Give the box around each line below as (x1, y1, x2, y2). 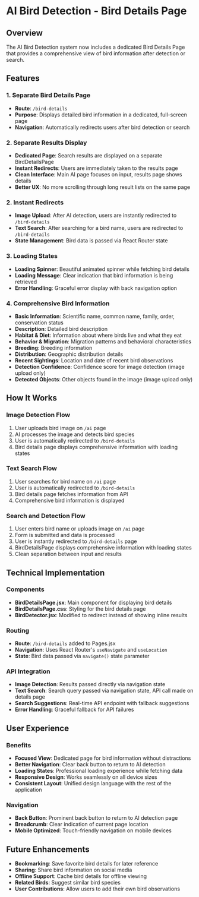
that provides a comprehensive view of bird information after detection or (6, 50, 186, 57)
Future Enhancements (6, 844, 90, 854)
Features (6, 73, 40, 84)
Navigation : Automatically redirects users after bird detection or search (14, 124, 190, 131)
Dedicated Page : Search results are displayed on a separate (14, 151, 163, 159)
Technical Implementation (6, 567, 105, 577)
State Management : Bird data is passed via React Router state (14, 237, 168, 244)
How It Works (6, 393, 58, 403)
